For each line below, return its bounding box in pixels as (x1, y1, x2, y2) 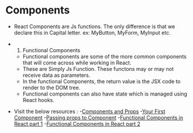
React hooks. (22, 96, 55, 103)
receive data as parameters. (22, 71, 91, 79)
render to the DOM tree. (22, 84, 81, 91)
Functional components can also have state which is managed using (22, 90, 188, 97)
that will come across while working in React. (22, 59, 132, 66)
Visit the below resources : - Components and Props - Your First (13, 108, 166, 115)
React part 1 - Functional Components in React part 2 (13, 120, 141, 127)
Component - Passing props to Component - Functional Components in (13, 114, 184, 121)
